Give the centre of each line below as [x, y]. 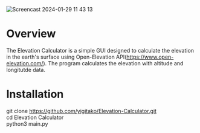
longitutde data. [26, 70]
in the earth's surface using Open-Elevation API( [66, 57]
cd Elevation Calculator [35, 117]
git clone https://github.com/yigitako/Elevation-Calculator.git [82, 111]
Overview [31, 34]
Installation [35, 94]
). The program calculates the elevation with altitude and [113, 63]
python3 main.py [27, 123]
